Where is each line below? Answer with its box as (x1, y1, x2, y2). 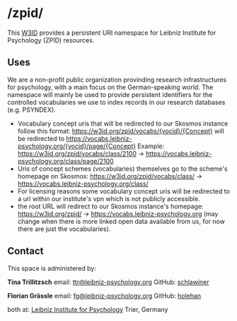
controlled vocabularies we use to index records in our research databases (7, 98, 226, 106)
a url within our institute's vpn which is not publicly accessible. (17, 194, 200, 203)
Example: (137, 142, 165, 150)
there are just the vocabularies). (17, 225, 111, 233)
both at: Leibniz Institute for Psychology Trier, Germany (7, 305, 168, 313)
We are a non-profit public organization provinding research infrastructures (7, 75, 227, 84)
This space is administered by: (7, 264, 97, 272)
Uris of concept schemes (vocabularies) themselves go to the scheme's (17, 164, 228, 173)
